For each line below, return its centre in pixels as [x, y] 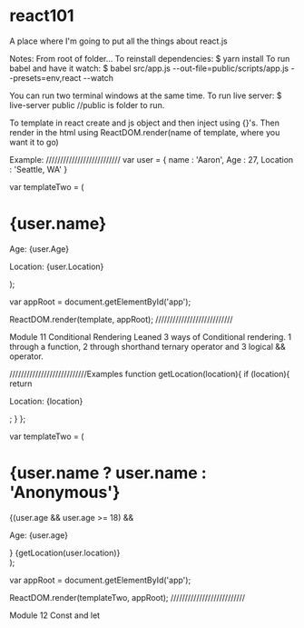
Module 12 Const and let [55, 615]
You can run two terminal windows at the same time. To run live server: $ [146, 95]
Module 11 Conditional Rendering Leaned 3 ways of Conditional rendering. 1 [151, 336]
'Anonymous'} [65, 493]
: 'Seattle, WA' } [39, 169]
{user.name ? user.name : [108, 473]
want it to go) [34, 142]
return [21, 384]
